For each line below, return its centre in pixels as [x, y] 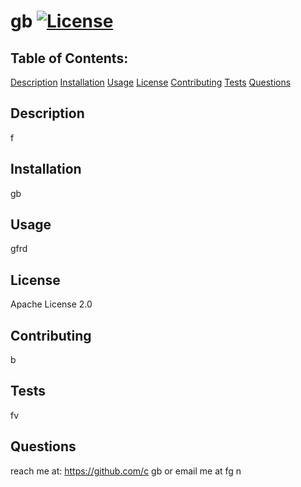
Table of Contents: [69, 58]
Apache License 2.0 [51, 304]
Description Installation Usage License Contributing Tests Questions [151, 82]
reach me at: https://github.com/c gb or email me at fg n [126, 471]
